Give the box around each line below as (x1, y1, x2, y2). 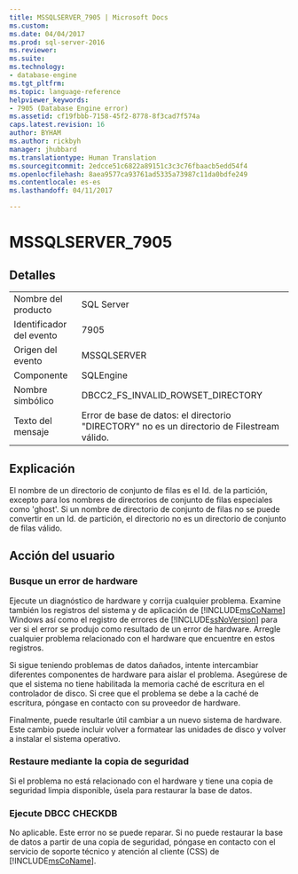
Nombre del (13, 293, 63, 304)
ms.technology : (9, 63, 66, 72)
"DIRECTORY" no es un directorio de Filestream (81, 421, 279, 432)
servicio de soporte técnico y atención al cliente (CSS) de (9, 846, 220, 857)
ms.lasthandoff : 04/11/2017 (9, 186, 114, 195)
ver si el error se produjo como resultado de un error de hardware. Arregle (9, 623, 281, 634)
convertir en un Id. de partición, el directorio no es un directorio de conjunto (9, 513, 286, 524)
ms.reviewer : (9, 46, 58, 55)
